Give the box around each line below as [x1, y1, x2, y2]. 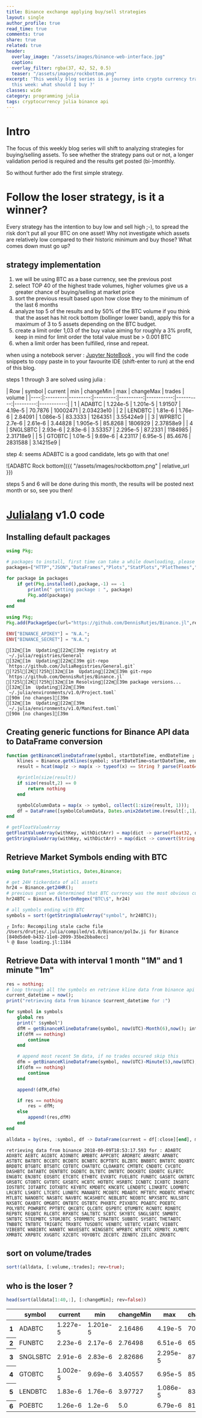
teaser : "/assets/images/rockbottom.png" [11, 71, 117, 77]
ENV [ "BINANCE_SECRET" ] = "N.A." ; [6, 636, 90, 643]
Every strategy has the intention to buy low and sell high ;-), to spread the [6, 223, 189, 230]
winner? [6, 203, 48, 217]
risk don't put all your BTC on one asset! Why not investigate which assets [6, 229, 190, 237]
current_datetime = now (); [6, 992, 74, 999]
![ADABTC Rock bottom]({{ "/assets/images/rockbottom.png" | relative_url [6, 462, 189, 469]
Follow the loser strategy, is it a [6, 190, 165, 204]
